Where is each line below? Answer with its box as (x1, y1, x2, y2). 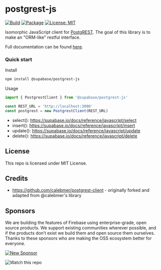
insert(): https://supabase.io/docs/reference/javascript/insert (12, 123, 136, 128)
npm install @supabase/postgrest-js (5, 77, 80, 82)
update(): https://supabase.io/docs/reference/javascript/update (12, 127, 140, 133)
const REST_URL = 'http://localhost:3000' (5, 104, 93, 109)
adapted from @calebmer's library (12, 193, 82, 198)
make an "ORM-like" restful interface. (5, 34, 81, 40)
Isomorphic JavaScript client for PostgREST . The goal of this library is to (5, 29, 151, 35)
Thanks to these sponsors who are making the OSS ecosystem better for (5, 235, 152, 241)
